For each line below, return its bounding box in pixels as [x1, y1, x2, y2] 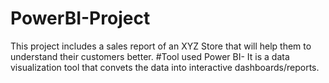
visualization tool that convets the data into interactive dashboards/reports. [10, 61, 320, 73]
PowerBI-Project [10, 7, 151, 30]
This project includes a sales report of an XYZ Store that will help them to [10, 40, 312, 52]
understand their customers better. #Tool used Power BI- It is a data [10, 50, 290, 62]
